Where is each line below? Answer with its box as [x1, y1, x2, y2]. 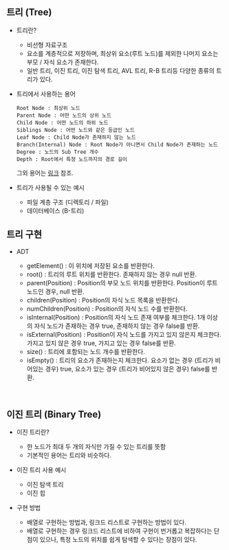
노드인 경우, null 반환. [26, 287, 85, 296]
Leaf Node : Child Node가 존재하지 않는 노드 [16, 133, 137, 141]
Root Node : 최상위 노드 [16, 104, 80, 111]
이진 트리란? [16, 428, 50, 437]
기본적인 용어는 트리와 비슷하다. [26, 451, 111, 459]
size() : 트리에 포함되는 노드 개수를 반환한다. [26, 347, 146, 355]
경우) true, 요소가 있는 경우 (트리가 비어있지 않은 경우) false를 [45, 364, 210, 373]
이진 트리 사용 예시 [16, 466, 67, 474]
